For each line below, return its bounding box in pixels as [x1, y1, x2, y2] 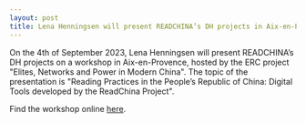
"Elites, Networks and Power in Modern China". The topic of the [9, 66, 249, 77]
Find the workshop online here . [9, 103, 127, 114]
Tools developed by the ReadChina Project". [9, 86, 175, 97]
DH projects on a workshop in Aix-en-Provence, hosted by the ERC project [9, 56, 290, 67]
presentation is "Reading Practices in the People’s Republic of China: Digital [9, 76, 293, 87]
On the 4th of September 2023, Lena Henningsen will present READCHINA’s [9, 46, 294, 57]
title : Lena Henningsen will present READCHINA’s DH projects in [9, 22, 262, 31]
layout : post [9, 13, 59, 23]
